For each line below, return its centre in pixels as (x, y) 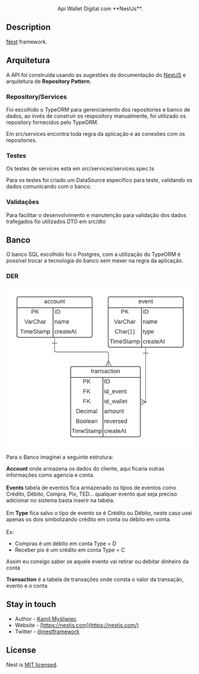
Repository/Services (37, 97)
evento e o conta (27, 586)
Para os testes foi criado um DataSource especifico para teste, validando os (99, 180)
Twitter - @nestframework (47, 631)
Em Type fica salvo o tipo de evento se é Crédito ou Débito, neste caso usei (99, 513)
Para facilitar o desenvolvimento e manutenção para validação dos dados (96, 215)
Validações (23, 202)
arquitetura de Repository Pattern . (49, 81)
